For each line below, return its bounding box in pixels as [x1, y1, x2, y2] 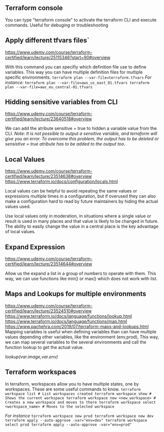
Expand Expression [5, 243, 65, 251]
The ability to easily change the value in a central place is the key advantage [5, 223, 159, 229]
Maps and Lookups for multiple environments [5, 290, 146, 298]
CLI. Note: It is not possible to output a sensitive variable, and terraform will [5, 130, 158, 136]
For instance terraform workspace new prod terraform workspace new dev [5, 412, 154, 418]
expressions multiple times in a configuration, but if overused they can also [5, 193, 156, 199]
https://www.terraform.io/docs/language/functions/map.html [5, 318, 127, 324]
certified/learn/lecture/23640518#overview [5, 116, 92, 122]
